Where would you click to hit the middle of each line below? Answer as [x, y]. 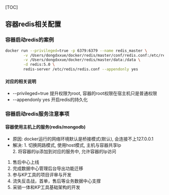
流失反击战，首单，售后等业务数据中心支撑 [57, 181]
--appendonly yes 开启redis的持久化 [50, 100]
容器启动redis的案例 [30, 40]
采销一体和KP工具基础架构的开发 [46, 187]
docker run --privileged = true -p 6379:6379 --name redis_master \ [76, 51]
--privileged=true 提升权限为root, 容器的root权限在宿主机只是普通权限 [85, 93]
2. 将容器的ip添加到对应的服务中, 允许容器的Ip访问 [64, 152]
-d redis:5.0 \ [39, 65]
